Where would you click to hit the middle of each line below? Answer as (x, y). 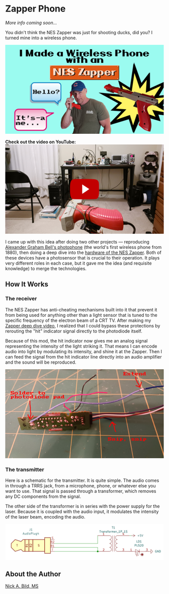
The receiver (21, 299)
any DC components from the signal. (43, 496)
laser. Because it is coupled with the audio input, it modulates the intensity (82, 512)
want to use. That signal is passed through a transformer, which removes (81, 491)
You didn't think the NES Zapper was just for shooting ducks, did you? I (79, 32)
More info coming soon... (31, 23)
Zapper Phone (35, 9)
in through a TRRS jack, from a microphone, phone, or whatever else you (80, 486)
